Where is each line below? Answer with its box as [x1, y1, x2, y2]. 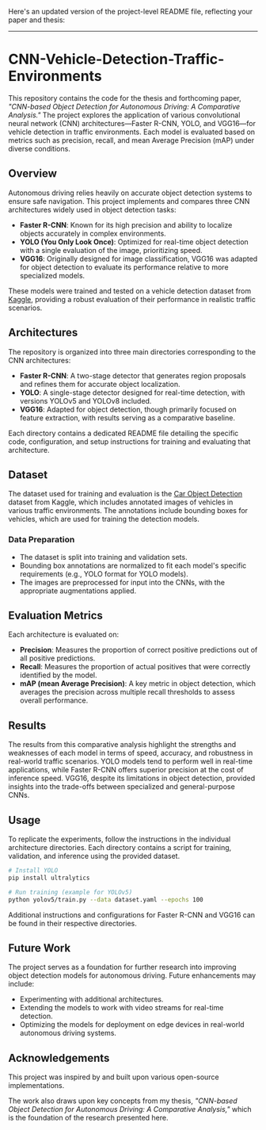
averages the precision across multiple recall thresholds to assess [19, 688, 235, 697]
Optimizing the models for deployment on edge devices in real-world [19, 1020, 245, 1029]
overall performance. [19, 695, 89, 705]
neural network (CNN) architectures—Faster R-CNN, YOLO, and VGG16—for [8, 118, 256, 128]
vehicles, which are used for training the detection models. [8, 515, 200, 524]
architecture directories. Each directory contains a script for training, [8, 843, 232, 852]
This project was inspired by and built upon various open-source [8, 1072, 219, 1082]
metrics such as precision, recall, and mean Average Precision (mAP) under [8, 135, 255, 145]
